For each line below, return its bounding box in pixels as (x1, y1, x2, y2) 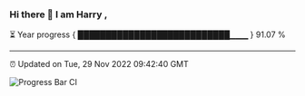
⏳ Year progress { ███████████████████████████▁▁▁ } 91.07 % (9, 29, 286, 40)
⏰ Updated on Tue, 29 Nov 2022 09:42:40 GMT (9, 59, 189, 70)
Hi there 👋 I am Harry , (9, 8, 108, 21)
